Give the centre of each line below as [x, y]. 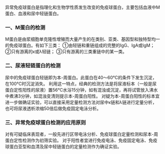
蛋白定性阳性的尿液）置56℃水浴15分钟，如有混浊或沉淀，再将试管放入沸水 [82, 90]
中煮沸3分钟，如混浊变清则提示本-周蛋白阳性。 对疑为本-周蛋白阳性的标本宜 [82, 96]
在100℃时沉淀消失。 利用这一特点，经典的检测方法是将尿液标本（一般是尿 [81, 84]
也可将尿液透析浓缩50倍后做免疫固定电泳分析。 [53, 108]
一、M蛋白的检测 [25, 27]
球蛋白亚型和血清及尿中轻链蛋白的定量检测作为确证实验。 [63, 146]
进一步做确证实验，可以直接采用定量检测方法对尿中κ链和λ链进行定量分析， [81, 102]
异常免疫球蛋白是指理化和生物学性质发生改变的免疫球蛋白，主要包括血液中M [82, 7]
